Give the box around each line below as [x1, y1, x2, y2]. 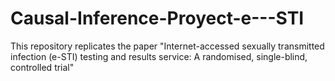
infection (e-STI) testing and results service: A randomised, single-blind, [10, 50, 308, 62]
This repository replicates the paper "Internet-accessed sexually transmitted [10, 40, 325, 52]
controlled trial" [10, 61, 75, 73]
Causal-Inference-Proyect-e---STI [10, 7, 305, 30]
